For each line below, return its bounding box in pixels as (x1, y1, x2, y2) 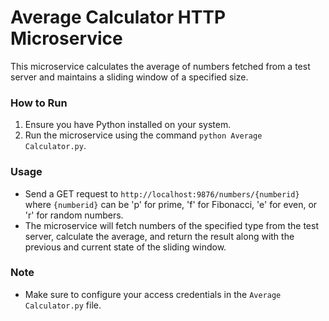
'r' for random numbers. (24, 209, 124, 221)
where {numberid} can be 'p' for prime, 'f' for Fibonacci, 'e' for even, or (24, 198, 318, 210)
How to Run (10, 96, 68, 110)
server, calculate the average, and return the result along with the (24, 230, 295, 242)
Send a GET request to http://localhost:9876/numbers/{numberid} (24, 187, 300, 200)
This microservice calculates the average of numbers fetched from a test (10, 60, 311, 72)
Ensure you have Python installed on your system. (24, 119, 232, 131)
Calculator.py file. (24, 299, 102, 311)
